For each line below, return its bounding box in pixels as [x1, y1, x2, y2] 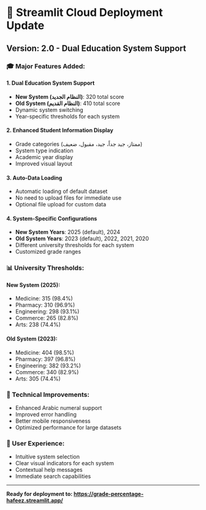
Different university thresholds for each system [15, 241, 134, 249]
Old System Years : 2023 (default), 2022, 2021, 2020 [15, 235, 149, 242]
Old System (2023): [6, 335, 58, 343]
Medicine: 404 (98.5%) [15, 348, 75, 356]
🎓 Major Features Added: [6, 61, 86, 70]
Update [6, 18, 45, 33]
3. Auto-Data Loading [6, 174, 63, 181]
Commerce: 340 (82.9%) [15, 368, 79, 375]
